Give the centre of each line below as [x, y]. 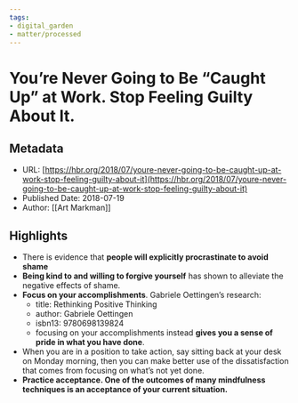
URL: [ [34, 170]
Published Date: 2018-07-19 [73, 198]
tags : [19, 17]
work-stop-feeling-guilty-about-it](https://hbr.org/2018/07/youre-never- [154, 180]
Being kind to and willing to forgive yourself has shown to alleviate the [153, 276]
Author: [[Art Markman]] [66, 208]
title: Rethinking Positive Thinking [96, 304]
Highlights [39, 235]
